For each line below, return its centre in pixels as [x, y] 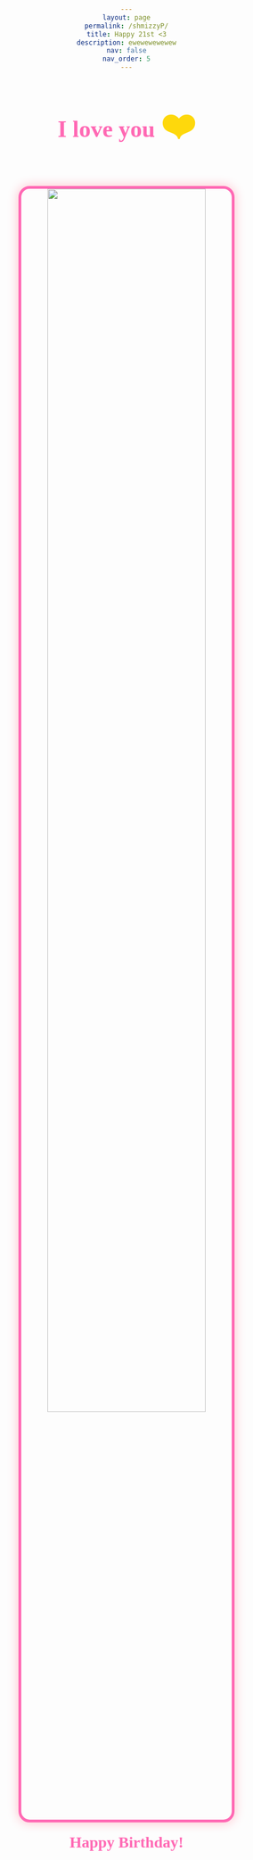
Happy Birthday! [126, 1843]
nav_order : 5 [126, 59]
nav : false [126, 51]
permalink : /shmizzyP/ [126, 26]
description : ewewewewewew [126, 42]
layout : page [126, 17]
